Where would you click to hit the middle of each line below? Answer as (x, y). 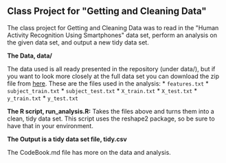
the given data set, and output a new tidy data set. (78, 42)
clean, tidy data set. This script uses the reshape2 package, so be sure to (111, 118)
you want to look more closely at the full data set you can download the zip (113, 76)
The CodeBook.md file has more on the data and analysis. (89, 152)
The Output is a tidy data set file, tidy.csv (67, 139)
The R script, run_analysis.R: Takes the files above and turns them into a (111, 111)
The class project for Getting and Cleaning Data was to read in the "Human (113, 27)
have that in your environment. (50, 125)
